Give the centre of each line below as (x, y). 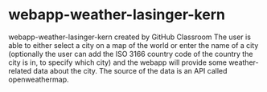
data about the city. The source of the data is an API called (130, 70)
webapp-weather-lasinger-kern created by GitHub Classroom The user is (130, 37)
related (20, 70)
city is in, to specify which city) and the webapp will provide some (118, 62)
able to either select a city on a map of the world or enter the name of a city (133, 45)
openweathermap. (39, 79)
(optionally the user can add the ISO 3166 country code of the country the (131, 54)
